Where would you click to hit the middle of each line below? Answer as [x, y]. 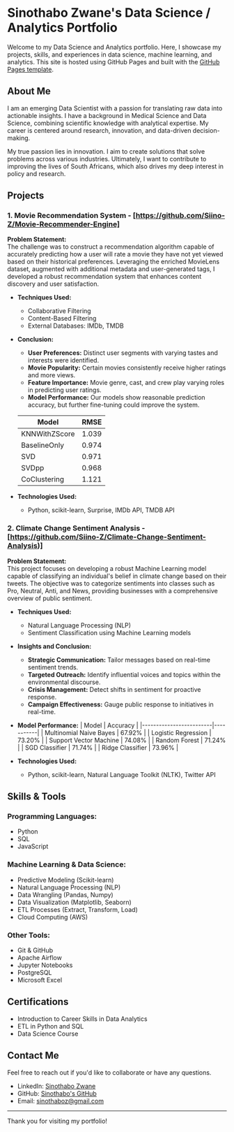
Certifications [38, 1002]
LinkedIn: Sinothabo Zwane [56, 1086]
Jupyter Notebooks [45, 965]
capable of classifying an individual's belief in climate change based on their [117, 576]
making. [19, 138]
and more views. [52, 375]
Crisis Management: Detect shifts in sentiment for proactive [114, 689]
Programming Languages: [52, 817]
